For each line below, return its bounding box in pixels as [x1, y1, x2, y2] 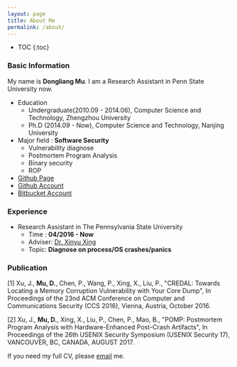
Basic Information [7, 61, 70, 71]
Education [17, 98, 48, 106]
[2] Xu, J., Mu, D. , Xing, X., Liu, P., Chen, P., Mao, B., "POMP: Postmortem [7, 315, 223, 324]
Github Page [17, 173, 55, 182]
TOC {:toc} [17, 43, 50, 52]
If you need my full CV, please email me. [7, 352, 125, 361]
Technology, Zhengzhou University [28, 113, 131, 121]
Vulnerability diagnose [28, 143, 94, 152]
